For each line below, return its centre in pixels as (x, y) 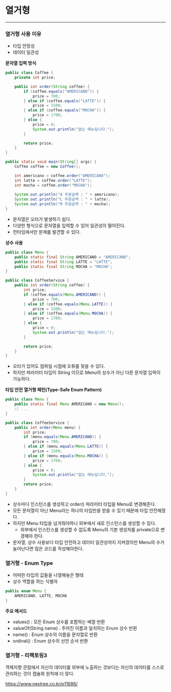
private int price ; (35, 78)
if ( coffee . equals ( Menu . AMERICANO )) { (65, 295)
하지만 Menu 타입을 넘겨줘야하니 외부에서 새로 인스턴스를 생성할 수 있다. (84, 523)
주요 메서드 (16, 611)
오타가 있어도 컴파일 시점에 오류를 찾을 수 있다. (59, 366)
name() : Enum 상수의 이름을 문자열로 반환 (55, 635)
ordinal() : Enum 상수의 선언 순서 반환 (50, 641)
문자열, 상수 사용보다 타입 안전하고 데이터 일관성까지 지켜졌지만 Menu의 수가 (88, 542)
